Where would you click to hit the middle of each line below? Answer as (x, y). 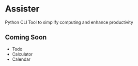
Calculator (22, 54)
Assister (22, 9)
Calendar (21, 59)
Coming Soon (26, 37)
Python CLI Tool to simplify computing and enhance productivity (69, 22)
